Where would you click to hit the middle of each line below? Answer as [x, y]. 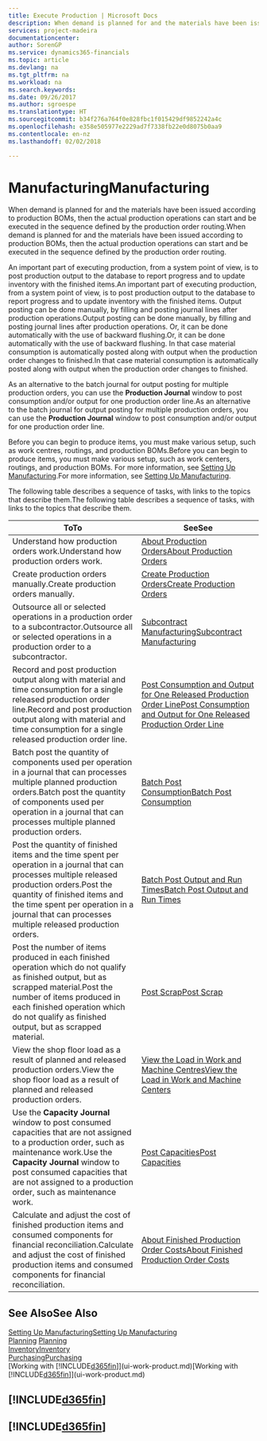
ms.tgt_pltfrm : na [39, 75]
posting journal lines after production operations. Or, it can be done [118, 326]
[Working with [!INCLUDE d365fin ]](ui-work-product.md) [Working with [123, 1366]
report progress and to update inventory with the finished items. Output [125, 301]
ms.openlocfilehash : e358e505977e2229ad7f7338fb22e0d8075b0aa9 [115, 127]
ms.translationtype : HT [48, 112]
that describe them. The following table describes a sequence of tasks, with [132, 500]
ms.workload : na [35, 82]
